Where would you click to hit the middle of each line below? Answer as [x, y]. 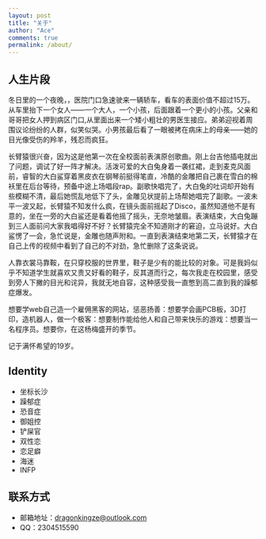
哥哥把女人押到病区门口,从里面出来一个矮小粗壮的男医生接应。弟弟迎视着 [127, 119]
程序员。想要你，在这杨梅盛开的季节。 [77, 329]
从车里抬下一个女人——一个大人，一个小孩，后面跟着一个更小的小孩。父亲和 [133, 110]
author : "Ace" [32, 30]
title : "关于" [30, 23]
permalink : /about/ [40, 45]
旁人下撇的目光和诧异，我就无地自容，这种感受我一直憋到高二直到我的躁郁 [136, 282]
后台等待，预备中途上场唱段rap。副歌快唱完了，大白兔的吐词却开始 [138, 186]
